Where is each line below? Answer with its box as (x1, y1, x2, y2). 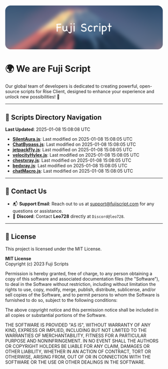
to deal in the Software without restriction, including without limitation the (5, 281, 156, 287)
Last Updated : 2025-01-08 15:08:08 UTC (5, 126, 90, 133)
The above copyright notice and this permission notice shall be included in (5, 306, 158, 313)
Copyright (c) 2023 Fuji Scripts (5, 261, 69, 267)
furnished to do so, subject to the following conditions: (5, 297, 117, 303)
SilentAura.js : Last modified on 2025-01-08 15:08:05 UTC (12, 136, 132, 142)
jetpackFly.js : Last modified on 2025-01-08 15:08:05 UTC (12, 147, 132, 153)
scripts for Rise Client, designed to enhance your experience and (20, 89, 154, 95)
